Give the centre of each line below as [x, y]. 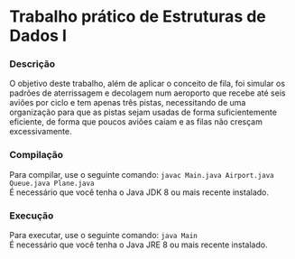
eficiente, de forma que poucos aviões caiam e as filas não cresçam [136, 122]
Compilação [37, 155]
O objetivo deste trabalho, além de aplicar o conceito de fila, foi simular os [147, 84]
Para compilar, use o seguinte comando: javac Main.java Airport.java [142, 174]
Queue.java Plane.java [52, 183]
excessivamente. [41, 132]
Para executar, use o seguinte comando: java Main [104, 236]
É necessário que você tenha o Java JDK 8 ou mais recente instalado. [139, 192]
